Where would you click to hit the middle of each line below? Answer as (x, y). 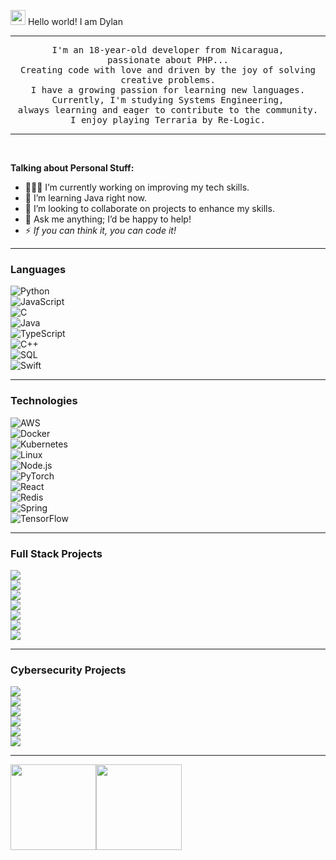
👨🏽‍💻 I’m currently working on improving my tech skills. (137, 187)
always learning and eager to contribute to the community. (168, 110)
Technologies (44, 401)
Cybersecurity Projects (68, 670)
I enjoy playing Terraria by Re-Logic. (168, 120)
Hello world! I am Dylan (75, 21)
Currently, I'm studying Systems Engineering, (168, 100)
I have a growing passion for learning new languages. (168, 90)
